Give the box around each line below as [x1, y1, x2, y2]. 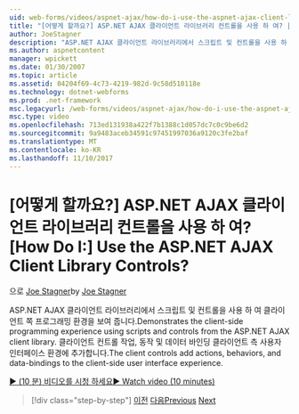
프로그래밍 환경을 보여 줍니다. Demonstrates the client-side [35, 316, 244, 327]
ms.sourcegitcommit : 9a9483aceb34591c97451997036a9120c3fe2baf [9, 129, 249, 138]
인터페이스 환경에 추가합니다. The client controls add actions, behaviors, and [9, 348, 282, 359]
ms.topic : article [9, 71, 77, 80]
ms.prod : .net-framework [9, 95, 101, 105]
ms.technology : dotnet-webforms [9, 87, 129, 96]
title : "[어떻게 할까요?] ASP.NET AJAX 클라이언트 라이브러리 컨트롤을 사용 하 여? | [9, 21, 291, 30]
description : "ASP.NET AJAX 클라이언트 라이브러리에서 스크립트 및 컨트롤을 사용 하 [9, 37, 287, 47]
